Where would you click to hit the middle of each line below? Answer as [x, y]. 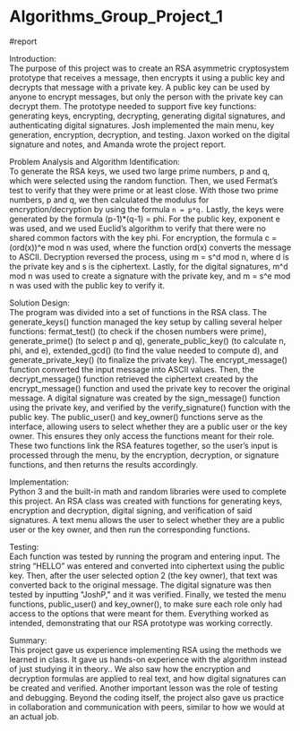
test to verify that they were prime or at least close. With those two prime [144, 190]
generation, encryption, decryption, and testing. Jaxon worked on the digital [150, 134]
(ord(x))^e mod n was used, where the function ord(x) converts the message [150, 247]
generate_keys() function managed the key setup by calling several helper [146, 322]
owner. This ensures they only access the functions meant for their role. [142, 435]
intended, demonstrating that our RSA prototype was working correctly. [141, 623]
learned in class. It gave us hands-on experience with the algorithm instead [148, 659]
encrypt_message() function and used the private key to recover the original [150, 388]
